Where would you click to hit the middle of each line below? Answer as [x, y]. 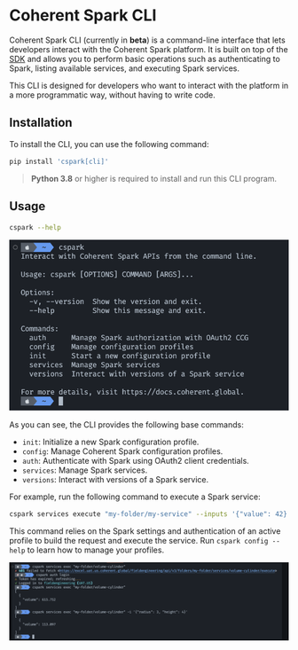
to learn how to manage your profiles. [96, 550]
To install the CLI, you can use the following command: [109, 144]
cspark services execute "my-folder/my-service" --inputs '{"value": [141, 514]
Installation [41, 123]
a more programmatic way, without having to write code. [112, 95]
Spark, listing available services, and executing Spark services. [125, 68]
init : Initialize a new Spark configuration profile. [110, 442]
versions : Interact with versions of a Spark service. [115, 479]
